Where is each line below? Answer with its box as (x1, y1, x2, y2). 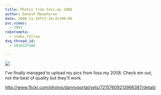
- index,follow (9, 34, 40, 39)
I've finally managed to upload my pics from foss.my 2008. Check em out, (5, 70, 152, 76)
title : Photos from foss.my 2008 (5, 7, 73, 12)
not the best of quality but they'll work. (5, 75, 82, 80)
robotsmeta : (5, 30, 29, 34)
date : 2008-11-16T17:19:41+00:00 (5, 16, 73, 21)
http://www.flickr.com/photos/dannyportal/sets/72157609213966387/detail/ (5, 84, 156, 90)
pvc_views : (5, 20, 27, 26)
